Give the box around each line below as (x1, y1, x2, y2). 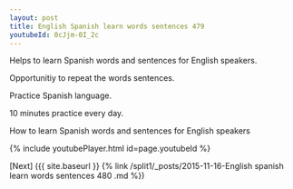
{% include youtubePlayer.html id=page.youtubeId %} (9, 143, 211, 154)
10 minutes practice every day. (9, 108, 124, 119)
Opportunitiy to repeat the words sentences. (9, 73, 175, 84)
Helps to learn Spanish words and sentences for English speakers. (9, 55, 258, 66)
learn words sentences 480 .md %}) (9, 170, 145, 182)
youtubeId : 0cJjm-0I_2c (9, 30, 100, 39)
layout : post (9, 13, 59, 23)
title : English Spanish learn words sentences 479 (9, 22, 205, 31)
